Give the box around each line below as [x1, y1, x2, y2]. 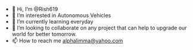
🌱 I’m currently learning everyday [11, 18, 94, 25]
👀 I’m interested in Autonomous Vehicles [11, 12, 111, 19]
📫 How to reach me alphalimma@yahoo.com [11, 37, 123, 44]
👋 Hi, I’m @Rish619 [11, 6, 58, 12]
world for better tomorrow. [11, 31, 77, 38]
